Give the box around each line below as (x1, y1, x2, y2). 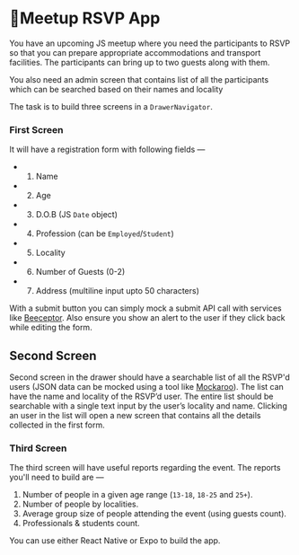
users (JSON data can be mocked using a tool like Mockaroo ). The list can (9, 382, 285, 392)
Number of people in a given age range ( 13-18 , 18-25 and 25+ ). (22, 489, 253, 500)
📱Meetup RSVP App (9, 8, 161, 29)
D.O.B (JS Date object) (35, 209, 119, 220)
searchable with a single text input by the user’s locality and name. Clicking (9, 401, 287, 411)
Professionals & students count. (22, 518, 141, 529)
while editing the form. (9, 322, 92, 333)
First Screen (9, 123, 64, 136)
